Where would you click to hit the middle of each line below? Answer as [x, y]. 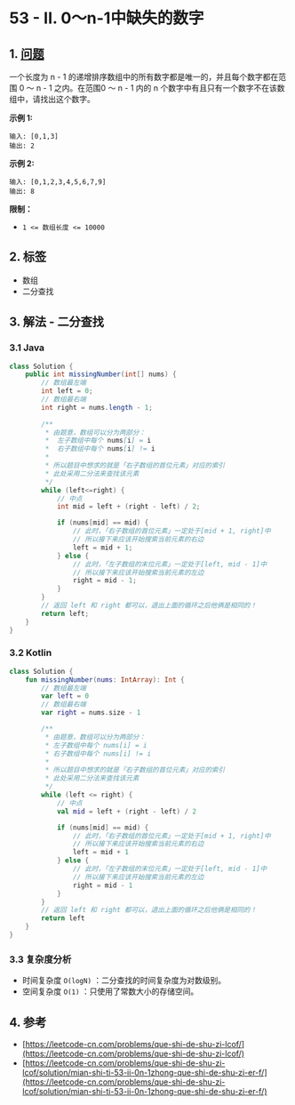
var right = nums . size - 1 [91, 713]
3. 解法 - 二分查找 [57, 322]
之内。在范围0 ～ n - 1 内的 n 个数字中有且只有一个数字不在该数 [169, 88]
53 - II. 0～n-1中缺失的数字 [107, 18]
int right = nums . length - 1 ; [97, 407]
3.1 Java [27, 348]
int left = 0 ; [67, 391]
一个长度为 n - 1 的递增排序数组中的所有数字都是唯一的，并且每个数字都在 [144, 77]
